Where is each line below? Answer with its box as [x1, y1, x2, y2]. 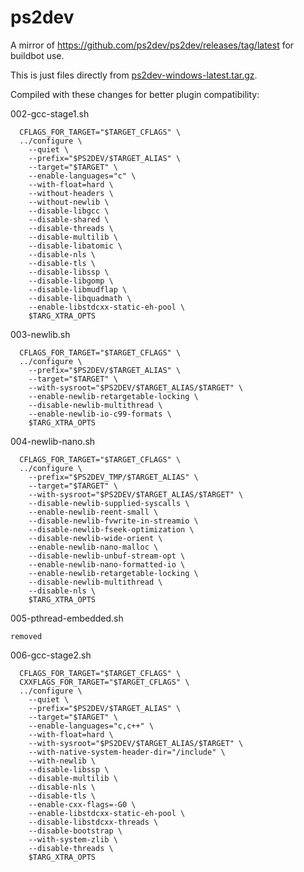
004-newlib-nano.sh [10, 435, 96, 447]
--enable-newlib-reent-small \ [28, 507, 159, 517]
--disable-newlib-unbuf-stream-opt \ [28, 551, 186, 561]
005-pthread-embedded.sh [10, 612, 124, 624]
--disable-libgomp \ [28, 276, 114, 286]
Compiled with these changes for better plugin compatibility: [10, 88, 260, 100]
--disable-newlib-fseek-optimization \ [28, 524, 195, 535]
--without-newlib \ [28, 197, 110, 207]
